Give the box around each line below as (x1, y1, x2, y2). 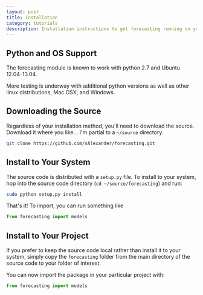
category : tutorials (6, 20, 59, 26)
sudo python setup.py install (6, 191, 83, 197)
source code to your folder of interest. (6, 259, 101, 267)
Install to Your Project (6, 230, 89, 241)
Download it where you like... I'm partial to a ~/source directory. (6, 128, 164, 136)
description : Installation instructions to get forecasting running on (6, 25, 190, 32)
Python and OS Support (6, 48, 97, 58)
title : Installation (6, 15, 59, 21)
